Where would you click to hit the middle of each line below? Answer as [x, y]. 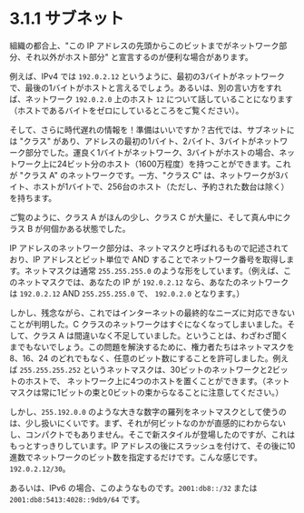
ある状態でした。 [98, 228]
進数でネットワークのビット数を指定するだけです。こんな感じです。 [136, 457]
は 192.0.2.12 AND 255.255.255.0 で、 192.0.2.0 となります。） [127, 293]
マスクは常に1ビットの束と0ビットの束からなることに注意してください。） [147, 392]
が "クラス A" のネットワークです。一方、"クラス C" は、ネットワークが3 [145, 175]
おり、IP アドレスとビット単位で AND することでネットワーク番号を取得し [148, 259]
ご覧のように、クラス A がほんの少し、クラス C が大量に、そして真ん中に [146, 217]
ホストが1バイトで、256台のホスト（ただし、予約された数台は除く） [161, 186]
